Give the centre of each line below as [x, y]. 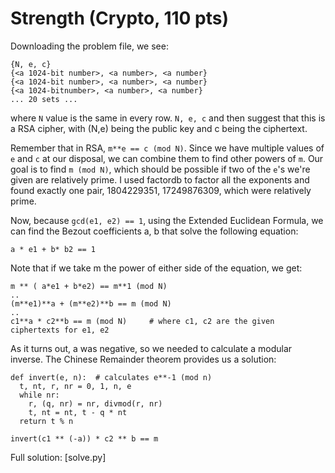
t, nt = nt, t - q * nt [78, 412]
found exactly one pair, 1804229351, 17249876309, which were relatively [161, 190]
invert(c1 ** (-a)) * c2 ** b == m [84, 438]
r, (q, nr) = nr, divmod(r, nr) [95, 403]
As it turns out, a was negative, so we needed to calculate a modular [151, 348]
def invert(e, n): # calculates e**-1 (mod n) [111, 377]
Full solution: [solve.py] [58, 457]
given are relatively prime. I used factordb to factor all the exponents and [160, 179]
